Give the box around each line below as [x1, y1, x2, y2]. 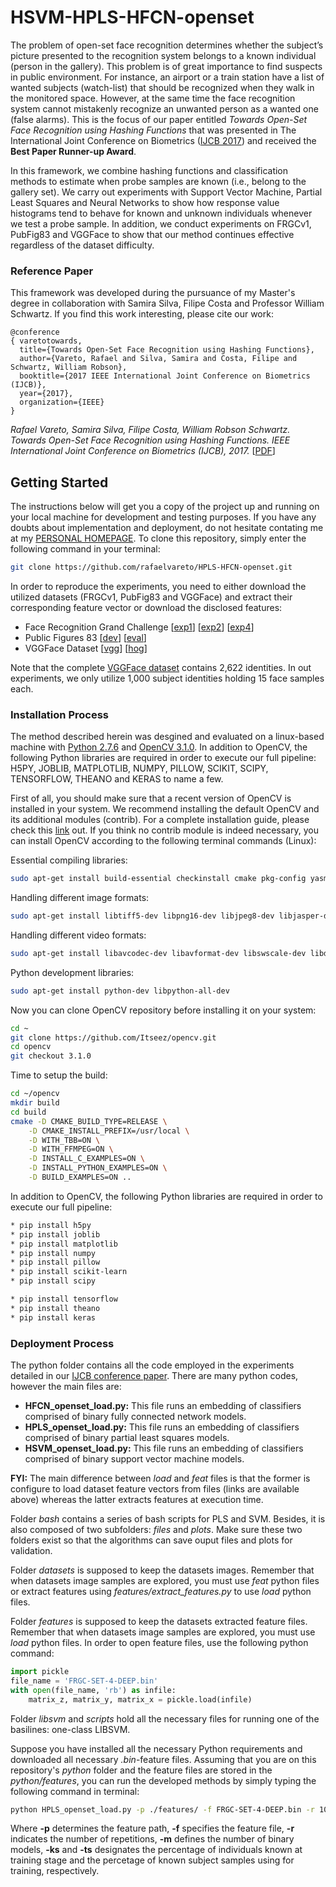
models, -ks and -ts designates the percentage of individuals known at [10, 1844, 303, 1856]
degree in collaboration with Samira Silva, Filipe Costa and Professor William [10, 297, 325, 310]
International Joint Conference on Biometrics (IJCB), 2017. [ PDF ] [10, 445, 276, 457]
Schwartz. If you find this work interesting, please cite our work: [10, 308, 274, 320]
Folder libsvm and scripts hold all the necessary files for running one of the [10, 1712, 320, 1725]
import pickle [10, 1667, 70, 1677]
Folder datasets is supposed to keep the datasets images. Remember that [10, 1564, 315, 1576]
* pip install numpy [10, 1248, 97, 1258]
